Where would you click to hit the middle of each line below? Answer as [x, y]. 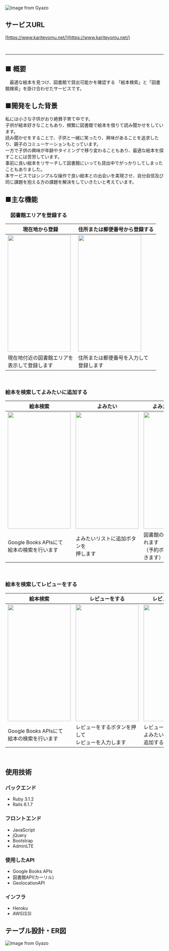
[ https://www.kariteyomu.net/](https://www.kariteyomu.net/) [68, 37]
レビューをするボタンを [104, 727]
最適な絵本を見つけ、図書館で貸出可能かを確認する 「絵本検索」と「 [80, 82]
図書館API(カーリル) [33, 877]
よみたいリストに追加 [101, 539]
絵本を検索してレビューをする [41, 585]
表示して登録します [30, 365]
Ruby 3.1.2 [23, 799]
